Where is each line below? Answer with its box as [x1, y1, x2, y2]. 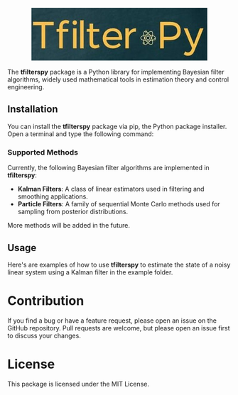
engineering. [7, 83, 45, 91]
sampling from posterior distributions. [17, 207, 129, 216]
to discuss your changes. [7, 331, 82, 340]
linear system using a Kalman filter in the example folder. [7, 267, 173, 277]
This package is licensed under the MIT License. [7, 379, 149, 388]
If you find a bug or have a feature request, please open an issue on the [7, 316, 217, 325]
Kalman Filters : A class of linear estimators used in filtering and [17, 185, 205, 194]
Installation [7, 104, 58, 116]
